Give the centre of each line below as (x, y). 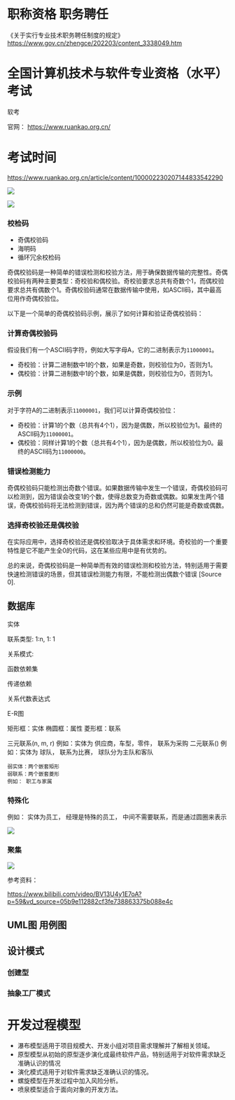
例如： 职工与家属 (30, 782)
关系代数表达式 (29, 699)
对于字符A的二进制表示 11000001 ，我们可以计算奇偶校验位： (92, 410)
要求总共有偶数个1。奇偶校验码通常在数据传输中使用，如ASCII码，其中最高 (115, 290)
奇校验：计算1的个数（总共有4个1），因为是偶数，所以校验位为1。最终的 (120, 425)
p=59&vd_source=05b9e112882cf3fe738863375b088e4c (90, 901)
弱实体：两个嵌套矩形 (33, 767)
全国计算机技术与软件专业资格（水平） (118, 74)
